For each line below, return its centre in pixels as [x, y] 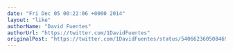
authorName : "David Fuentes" [49, 26]
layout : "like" [29, 20]
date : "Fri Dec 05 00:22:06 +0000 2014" [67, 13]
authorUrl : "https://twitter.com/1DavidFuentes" [79, 33]
